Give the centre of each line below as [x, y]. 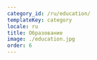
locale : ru [23, 26]
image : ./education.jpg [41, 39]
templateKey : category [40, 20]
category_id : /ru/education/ [49, 13]
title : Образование [35, 33]
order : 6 [20, 46]
